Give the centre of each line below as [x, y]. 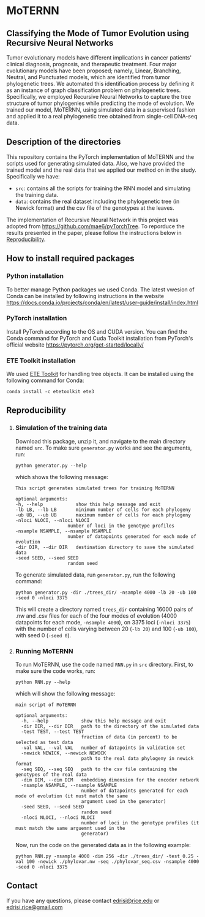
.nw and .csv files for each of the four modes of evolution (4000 [96, 616]
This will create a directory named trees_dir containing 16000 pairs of [104, 609]
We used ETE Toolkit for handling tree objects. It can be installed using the [100, 374]
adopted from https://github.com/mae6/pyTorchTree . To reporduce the [95, 226]
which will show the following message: [65, 694]
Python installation [35, 276]
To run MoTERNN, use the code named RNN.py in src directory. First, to [104, 665]
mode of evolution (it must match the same [72, 796]
